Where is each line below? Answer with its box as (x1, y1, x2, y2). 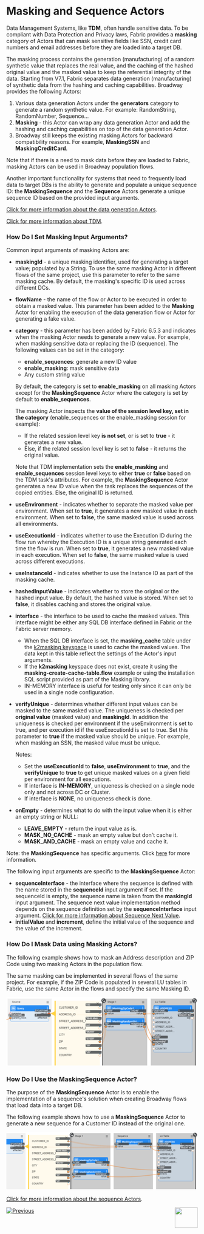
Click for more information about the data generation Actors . (6, 205, 158, 213)
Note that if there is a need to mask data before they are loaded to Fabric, (6, 156, 190, 163)
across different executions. (15, 557, 85, 565)
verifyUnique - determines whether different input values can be (15, 700, 178, 708)
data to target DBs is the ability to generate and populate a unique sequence (6, 181, 197, 188)
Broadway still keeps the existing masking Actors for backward (15, 132, 173, 139)
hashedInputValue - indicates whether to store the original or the (15, 588, 179, 595)
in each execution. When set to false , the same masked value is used (15, 551, 189, 559)
